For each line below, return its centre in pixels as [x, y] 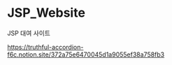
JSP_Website [46, 13]
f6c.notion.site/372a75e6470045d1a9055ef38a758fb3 [86, 55]
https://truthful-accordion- [45, 47]
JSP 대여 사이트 [29, 33]
